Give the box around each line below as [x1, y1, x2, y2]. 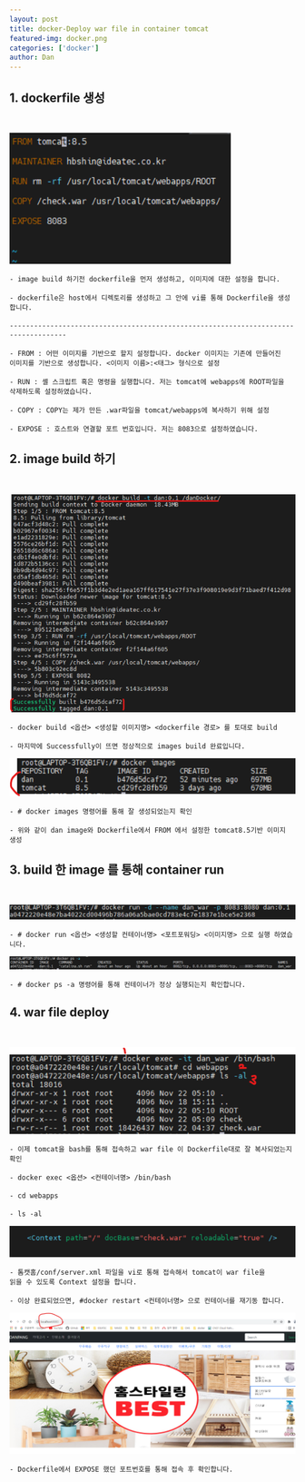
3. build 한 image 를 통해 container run [9, 863, 225, 877]
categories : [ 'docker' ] [9, 44, 100, 53]
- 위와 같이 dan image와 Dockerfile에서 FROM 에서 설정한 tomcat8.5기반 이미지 [9, 825, 286, 835]
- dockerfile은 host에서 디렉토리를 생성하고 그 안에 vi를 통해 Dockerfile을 [9, 293, 274, 302]
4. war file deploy [9, 1004, 110, 1021]
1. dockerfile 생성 [9, 90, 106, 105]
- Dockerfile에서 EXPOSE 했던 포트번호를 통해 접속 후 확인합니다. [9, 1465, 233, 1474]
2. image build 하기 [9, 451, 116, 467]
